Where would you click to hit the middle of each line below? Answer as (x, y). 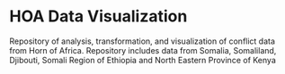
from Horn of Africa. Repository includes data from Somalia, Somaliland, (143, 50)
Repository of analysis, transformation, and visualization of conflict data (142, 41)
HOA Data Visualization (98, 16)
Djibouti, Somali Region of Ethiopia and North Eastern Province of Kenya (142, 60)
